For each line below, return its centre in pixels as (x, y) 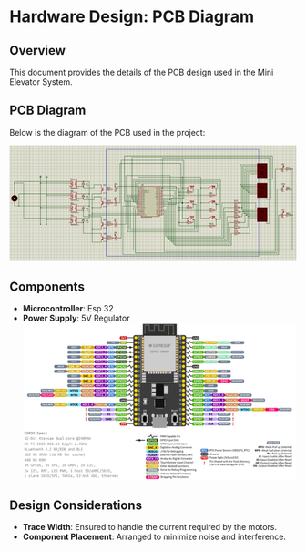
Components (47, 286)
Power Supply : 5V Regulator (76, 318)
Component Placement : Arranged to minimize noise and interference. (154, 537)
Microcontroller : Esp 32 (68, 309)
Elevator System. (41, 82)
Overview (38, 51)
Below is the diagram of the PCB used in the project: (107, 132)
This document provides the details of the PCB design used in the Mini (142, 72)
